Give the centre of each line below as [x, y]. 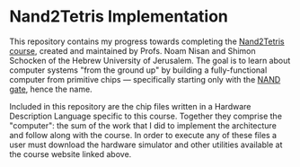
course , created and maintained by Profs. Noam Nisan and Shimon [132, 50]
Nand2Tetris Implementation [119, 17]
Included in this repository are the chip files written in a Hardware [130, 106]
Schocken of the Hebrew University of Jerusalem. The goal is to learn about [150, 60]
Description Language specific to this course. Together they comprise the [146, 116]
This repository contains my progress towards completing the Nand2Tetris [147, 41]
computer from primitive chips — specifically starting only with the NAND [145, 79]
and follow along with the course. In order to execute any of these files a [143, 135]
